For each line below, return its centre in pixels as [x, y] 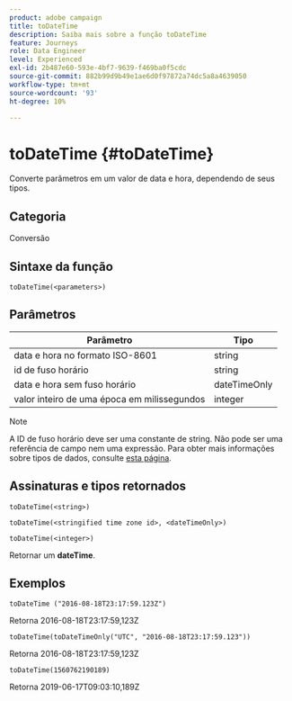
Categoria [38, 216]
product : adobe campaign [56, 18]
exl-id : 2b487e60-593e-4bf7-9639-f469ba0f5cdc [98, 68]
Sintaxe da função [62, 266]
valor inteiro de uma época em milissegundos [110, 399]
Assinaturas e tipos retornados [98, 486]
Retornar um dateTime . [53, 555]
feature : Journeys [44, 43]
